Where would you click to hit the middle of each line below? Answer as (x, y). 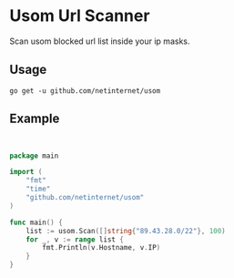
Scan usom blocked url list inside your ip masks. (100, 41)
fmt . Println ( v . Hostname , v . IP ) (102, 248)
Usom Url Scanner (80, 16)
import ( (26, 172)
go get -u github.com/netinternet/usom (85, 91)
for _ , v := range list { (75, 239)
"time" (38, 189)
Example (35, 119)
